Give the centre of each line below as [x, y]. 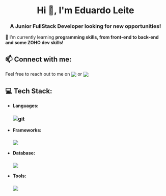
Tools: [19, 176]
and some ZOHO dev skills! [34, 43]
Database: [24, 153]
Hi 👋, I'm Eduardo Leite [86, 10]
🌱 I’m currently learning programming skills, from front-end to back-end [82, 37]
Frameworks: [27, 130]
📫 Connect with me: [38, 59]
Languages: [25, 106]
